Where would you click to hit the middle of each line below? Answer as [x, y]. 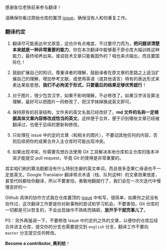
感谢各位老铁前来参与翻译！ [33, 7]
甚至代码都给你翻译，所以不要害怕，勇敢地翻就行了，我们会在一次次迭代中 [81, 181]
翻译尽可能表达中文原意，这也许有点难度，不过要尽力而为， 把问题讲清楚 [86, 44]
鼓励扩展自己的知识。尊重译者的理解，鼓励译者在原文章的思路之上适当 [84, 73]
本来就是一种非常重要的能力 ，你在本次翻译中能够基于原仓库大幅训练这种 [86, 50]
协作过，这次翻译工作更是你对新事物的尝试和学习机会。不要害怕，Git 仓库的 [82, 204]
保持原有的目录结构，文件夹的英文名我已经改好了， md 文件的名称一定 [83, 112]
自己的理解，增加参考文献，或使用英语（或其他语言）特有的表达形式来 [88, 79]
